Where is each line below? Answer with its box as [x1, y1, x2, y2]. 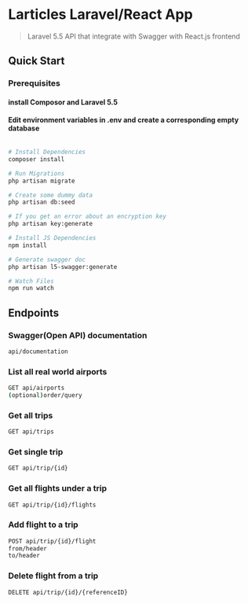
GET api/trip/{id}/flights [8, 501, 97, 509]
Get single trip [8, 447, 64, 457]
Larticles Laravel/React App [8, 6, 194, 24]
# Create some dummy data [8, 191, 93, 199]
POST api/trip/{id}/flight [8, 537, 97, 545]
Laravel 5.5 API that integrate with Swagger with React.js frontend [27, 31, 241, 41]
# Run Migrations [8, 169, 65, 178]
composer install [8, 155, 65, 163]
